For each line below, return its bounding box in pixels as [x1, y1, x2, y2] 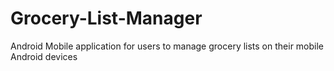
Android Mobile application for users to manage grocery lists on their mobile [10, 40, 325, 52]
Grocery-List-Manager [10, 7, 203, 30]
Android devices [10, 50, 78, 62]
